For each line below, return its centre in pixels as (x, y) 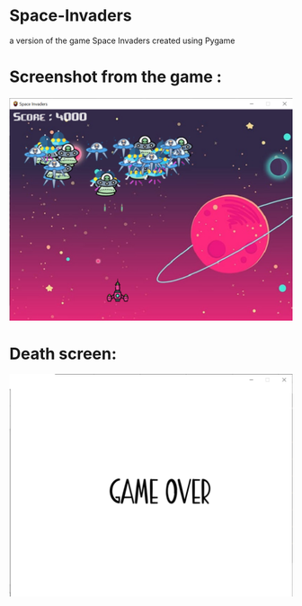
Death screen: (63, 354)
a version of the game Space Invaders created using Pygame (122, 40)
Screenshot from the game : (115, 77)
